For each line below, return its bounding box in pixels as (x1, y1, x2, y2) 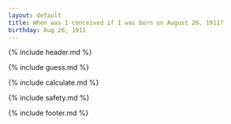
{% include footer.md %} (8, 108, 89, 118)
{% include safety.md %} (8, 93, 90, 103)
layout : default (8, 11, 61, 20)
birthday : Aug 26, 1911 (8, 26, 87, 34)
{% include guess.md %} (8, 63, 89, 72)
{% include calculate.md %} (8, 78, 99, 87)
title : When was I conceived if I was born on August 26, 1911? (8, 19, 224, 27)
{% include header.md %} (8, 48, 92, 57)
